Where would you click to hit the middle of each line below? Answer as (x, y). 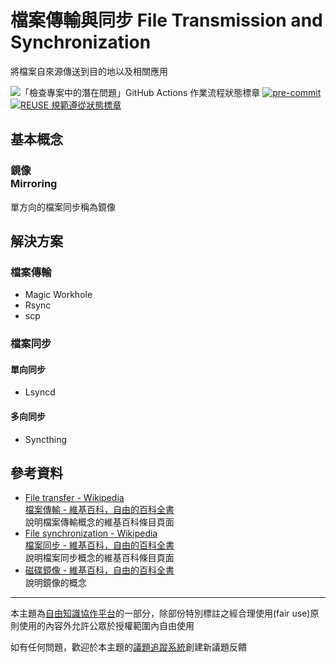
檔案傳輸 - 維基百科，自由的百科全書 (99, 510)
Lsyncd (40, 392)
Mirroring (34, 184)
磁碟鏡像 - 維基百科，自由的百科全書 (99, 570)
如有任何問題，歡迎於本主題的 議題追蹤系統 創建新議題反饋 (128, 647)
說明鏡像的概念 (55, 583)
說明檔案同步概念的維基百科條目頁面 (99, 558)
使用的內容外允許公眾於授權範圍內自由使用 (106, 626)
